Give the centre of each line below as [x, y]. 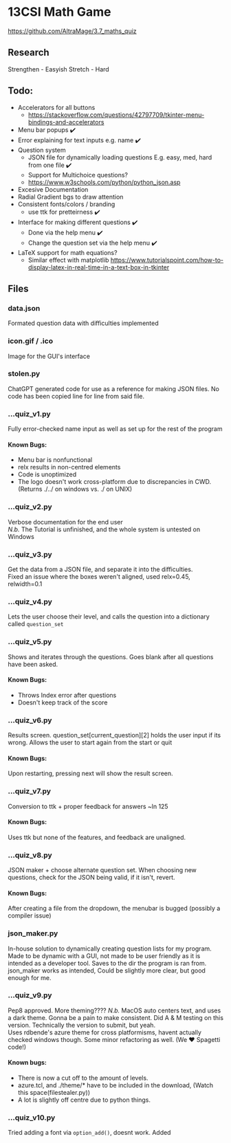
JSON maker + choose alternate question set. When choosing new [102, 870]
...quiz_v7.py [29, 791]
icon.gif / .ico [31, 341]
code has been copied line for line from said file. [76, 396]
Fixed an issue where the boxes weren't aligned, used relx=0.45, [99, 576]
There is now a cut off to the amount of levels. [83, 1078]
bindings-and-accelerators [66, 122]
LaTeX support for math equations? [67, 252]
